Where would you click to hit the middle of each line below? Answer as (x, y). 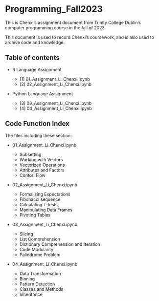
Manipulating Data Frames (46, 210)
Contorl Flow (32, 175)
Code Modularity (36, 249)
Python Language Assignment (43, 93)
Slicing (26, 234)
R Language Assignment (37, 69)
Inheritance (31, 294)
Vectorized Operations (42, 165)
